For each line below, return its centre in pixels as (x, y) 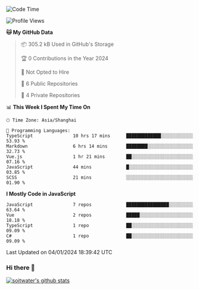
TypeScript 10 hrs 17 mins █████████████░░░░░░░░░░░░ (100, 136)
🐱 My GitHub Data (30, 32)
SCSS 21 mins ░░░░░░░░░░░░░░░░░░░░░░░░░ (100, 177)
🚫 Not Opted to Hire (45, 72)
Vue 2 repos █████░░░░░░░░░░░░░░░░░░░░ (100, 215)
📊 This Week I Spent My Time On (48, 107)
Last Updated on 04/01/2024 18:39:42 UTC (59, 252)
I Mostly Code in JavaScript (41, 194)
